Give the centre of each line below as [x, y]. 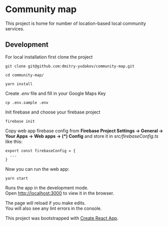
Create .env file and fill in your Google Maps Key [56, 93]
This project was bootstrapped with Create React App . [62, 218]
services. [15, 28]
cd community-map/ [25, 75]
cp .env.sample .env [27, 102]
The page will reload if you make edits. [46, 203]
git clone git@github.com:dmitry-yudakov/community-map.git [70, 66]
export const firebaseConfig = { [40, 150]
